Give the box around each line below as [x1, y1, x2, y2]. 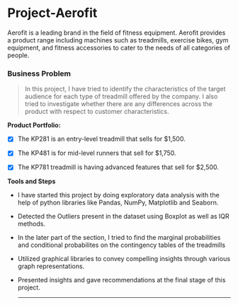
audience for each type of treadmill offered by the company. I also [24, 92, 218, 100]
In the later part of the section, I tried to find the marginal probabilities [17, 234, 221, 242]
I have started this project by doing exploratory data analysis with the [17, 191, 220, 200]
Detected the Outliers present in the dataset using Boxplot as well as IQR [17, 212, 230, 221]
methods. [17, 219, 46, 228]
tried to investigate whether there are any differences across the [24, 100, 212, 108]
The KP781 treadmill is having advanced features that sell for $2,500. [17, 163, 220, 171]
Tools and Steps [7, 177, 56, 185]
